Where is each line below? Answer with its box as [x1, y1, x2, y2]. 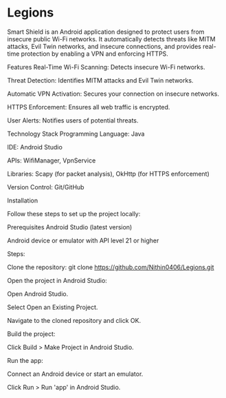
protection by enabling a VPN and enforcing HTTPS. [21, 50, 168, 58]
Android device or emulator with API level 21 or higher [7, 236, 159, 244]
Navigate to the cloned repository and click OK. [7, 316, 142, 324]
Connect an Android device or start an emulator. [7, 370, 144, 378]
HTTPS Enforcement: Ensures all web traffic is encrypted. [7, 103, 170, 111]
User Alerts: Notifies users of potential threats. [7, 116, 139, 125]
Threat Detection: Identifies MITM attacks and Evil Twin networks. [7, 76, 194, 84]
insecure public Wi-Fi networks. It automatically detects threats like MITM [7, 34, 216, 43]
